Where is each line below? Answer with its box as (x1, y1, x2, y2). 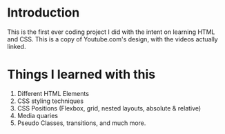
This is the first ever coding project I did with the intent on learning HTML (7, 28, 215, 36)
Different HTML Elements (17, 89, 90, 97)
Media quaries (17, 111, 59, 119)
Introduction (7, 5, 80, 21)
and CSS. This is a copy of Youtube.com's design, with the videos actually (7, 35, 219, 43)
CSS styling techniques (17, 97, 84, 105)
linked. (7, 42, 26, 50)
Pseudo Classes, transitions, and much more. (17, 119, 146, 127)
